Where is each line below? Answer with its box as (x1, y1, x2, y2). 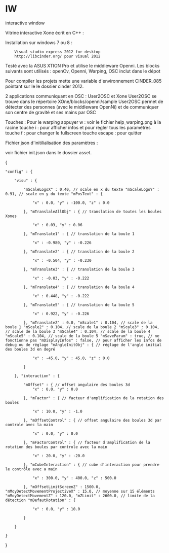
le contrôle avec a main (5, 466, 58, 472)
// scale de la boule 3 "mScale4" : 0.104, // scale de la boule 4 (5, 329, 151, 334)
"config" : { (5, 169, 33, 174)
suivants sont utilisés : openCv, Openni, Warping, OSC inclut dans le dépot (5, 68, 161, 74)
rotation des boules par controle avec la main (5, 444, 108, 450)
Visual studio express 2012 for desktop (14, 49, 101, 54)
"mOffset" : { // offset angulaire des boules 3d (23, 382, 130, 387)
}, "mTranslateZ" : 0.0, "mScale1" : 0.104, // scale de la (23, 320, 153, 325)
